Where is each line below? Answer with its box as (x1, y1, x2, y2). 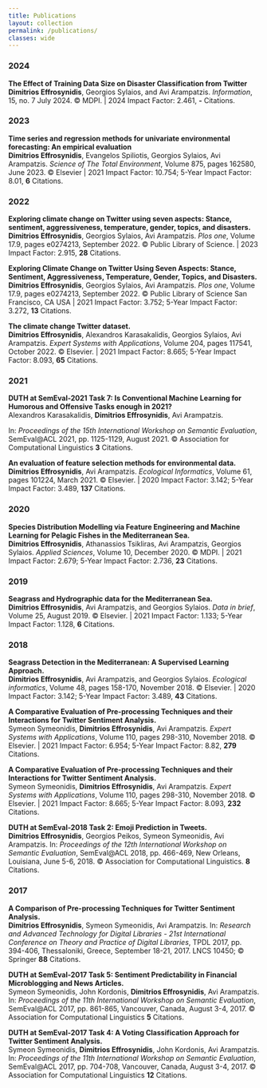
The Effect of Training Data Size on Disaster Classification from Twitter (8, 78, 248, 88)
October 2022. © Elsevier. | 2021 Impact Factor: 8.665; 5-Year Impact (8, 347, 237, 356)
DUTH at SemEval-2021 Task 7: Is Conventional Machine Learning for (8, 393, 241, 403)
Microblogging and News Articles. (8, 978, 124, 987)
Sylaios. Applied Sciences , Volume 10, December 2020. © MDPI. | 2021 (8, 547, 242, 557)
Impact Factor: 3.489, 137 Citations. (8, 484, 126, 494)
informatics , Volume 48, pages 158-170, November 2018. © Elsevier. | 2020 (8, 683, 256, 693)
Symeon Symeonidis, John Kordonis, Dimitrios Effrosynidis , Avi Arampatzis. (8, 987, 260, 996)
